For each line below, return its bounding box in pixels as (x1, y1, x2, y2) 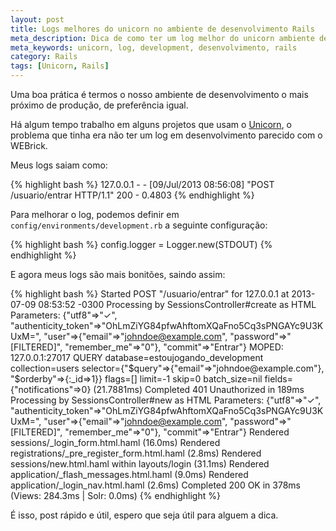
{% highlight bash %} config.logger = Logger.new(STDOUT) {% (10, 239, 273, 250)
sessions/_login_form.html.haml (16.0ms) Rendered (10, 437, 221, 448)
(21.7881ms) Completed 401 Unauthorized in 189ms (93, 384, 305, 395)
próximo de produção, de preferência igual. (10, 99, 189, 111)
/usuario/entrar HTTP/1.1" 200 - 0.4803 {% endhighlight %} (10, 189, 255, 201)
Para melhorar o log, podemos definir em (10, 209, 180, 220)
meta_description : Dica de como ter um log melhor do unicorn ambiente (10, 33, 315, 43)
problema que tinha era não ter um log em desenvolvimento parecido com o (10, 129, 323, 141)
